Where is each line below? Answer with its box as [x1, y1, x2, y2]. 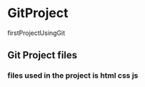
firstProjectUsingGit [7, 29, 66, 37]
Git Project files [7, 49, 78, 61]
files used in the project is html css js [7, 71, 139, 81]
